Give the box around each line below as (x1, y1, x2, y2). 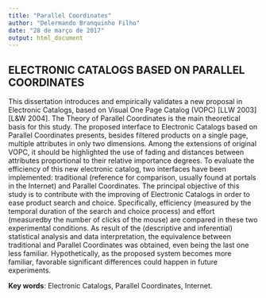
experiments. (8, 265, 52, 275)
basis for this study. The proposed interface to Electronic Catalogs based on (8, 122, 258, 132)
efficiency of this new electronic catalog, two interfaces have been (8, 164, 226, 174)
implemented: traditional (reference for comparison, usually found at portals (8, 172, 256, 183)
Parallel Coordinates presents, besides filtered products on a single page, (8, 130, 249, 140)
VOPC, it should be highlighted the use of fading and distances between (8, 148, 245, 157)
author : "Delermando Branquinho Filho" (8, 19, 141, 27)
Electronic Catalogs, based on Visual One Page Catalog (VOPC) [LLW (8, 105, 236, 115)
